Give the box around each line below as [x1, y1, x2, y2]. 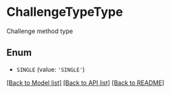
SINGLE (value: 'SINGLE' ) [16, 65, 85, 73]
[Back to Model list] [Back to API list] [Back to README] [6, 79, 165, 87]
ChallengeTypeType [6, 4, 123, 20]
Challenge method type [6, 27, 73, 35]
